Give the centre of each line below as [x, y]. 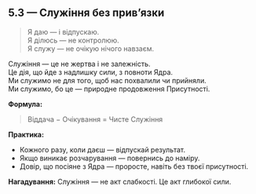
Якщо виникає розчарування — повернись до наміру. [110, 158]
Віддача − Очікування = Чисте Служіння [95, 119]
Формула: [26, 104]
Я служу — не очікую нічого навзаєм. [91, 48]
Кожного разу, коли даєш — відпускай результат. [102, 149]
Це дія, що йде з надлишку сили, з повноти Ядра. [91, 72]
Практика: [26, 134]
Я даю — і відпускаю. [63, 31]
